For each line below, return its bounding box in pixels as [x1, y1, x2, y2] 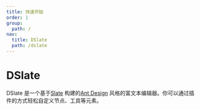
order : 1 [6, 15, 28, 21]
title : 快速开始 [6, 8, 44, 15]
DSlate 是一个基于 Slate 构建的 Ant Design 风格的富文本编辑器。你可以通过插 [6, 89, 195, 97]
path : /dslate [12, 43, 47, 49]
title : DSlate [12, 37, 47, 43]
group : [6, 20, 23, 26]
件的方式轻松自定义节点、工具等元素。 [6, 97, 102, 104]
